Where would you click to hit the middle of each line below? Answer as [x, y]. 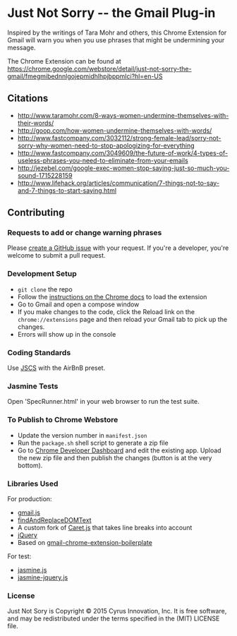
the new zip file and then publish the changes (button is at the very [115, 457]
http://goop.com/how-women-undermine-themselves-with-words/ [115, 130]
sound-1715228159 [45, 175]
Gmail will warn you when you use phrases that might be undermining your [116, 40]
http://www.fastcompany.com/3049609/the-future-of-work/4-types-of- [122, 152]
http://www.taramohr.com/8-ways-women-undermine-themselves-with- [123, 115]
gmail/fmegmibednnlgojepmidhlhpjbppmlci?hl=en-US [85, 76]
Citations [28, 98]
